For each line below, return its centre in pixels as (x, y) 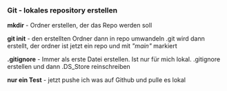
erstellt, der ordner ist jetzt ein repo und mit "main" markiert (92, 46)
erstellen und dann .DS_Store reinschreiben (69, 67)
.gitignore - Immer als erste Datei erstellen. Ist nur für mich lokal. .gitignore (114, 59)
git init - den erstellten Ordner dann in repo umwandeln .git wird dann (106, 39)
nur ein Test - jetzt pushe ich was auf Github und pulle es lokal (97, 80)
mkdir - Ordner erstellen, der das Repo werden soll (80, 26)
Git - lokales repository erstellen (62, 10)
